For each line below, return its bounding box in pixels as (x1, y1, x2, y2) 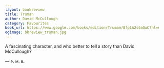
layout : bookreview (5, 7, 45, 12)
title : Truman (5, 12, 34, 17)
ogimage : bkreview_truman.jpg (5, 30, 67, 35)
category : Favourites (5, 21, 49, 26)
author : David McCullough (5, 16, 58, 21)
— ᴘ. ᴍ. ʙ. (5, 58, 25, 64)
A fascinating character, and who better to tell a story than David (5, 44, 135, 49)
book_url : (5, 25, 25, 30)
